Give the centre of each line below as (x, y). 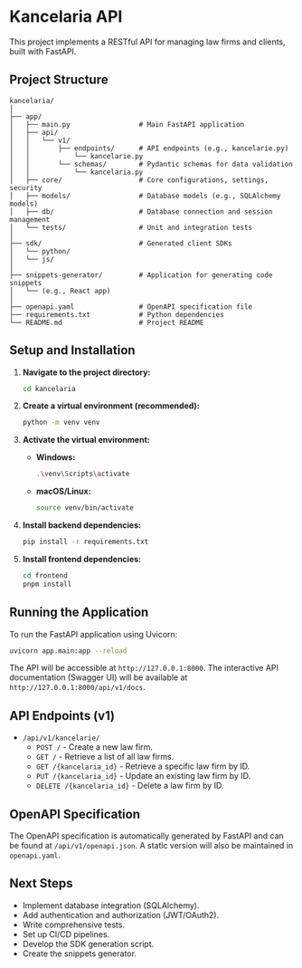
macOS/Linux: (64, 492)
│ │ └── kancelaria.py (76, 172)
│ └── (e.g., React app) (60, 291)
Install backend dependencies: (82, 525)
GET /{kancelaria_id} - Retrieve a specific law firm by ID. (143, 766)
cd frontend (45, 575)
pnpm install (47, 584)
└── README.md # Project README (107, 322)
